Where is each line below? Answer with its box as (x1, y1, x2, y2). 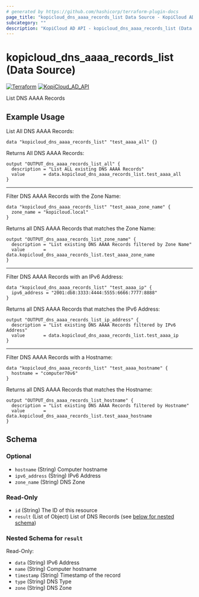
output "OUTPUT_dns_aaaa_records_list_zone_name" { (6, 236, 136, 242)
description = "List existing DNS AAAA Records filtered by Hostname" (11, 403, 190, 409)
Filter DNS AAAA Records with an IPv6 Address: (6, 273, 123, 280)
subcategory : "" (6, 20, 46, 26)
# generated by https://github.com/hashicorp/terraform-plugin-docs (6, 8, 179, 15)
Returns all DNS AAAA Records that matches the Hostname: (6, 386, 153, 393)
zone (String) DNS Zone (14, 585, 72, 592)
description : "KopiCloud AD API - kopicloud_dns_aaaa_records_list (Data (6, 25, 192, 31)
